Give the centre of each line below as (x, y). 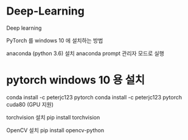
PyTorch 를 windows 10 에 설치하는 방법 (55, 40)
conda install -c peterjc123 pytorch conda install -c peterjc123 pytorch (94, 97)
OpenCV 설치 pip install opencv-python (55, 130)
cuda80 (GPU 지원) (30, 104)
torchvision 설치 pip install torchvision (53, 117)
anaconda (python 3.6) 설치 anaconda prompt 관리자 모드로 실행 (85, 53)
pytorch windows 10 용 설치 (75, 80)
